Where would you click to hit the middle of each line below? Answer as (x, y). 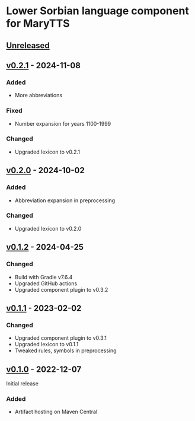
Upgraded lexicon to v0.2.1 (47, 152)
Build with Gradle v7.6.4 (44, 277)
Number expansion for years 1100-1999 (63, 123)
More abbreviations (39, 95)
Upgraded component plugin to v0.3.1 (60, 338)
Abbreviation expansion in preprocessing (65, 200)
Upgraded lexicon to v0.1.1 (47, 345)
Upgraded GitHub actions (46, 283)
